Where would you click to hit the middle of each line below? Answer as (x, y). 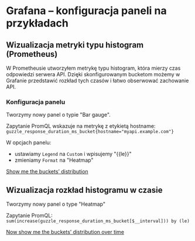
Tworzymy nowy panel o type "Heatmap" (56, 204)
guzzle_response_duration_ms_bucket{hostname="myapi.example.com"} (90, 132)
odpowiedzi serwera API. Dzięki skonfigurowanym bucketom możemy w (93, 74)
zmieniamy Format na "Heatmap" (54, 160)
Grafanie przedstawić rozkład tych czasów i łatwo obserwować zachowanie (97, 81)
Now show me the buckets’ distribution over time (65, 232)
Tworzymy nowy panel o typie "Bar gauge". (59, 115)
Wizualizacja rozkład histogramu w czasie (84, 190)
